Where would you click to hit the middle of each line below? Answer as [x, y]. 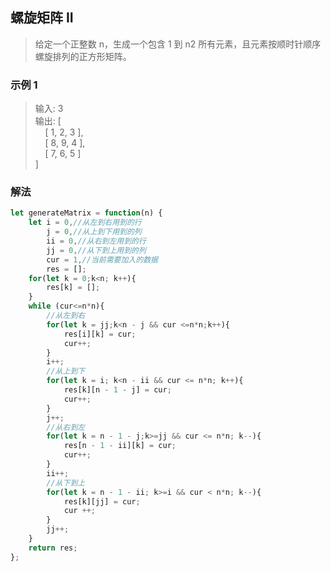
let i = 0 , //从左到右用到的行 [85, 223]
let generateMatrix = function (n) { [86, 213]
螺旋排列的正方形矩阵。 [83, 56]
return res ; [53, 548]
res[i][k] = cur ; [100, 334]
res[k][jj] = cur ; [102, 501]
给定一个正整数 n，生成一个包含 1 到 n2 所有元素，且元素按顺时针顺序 [178, 44]
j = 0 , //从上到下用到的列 [94, 232]
